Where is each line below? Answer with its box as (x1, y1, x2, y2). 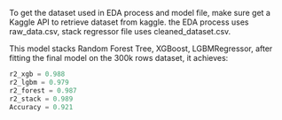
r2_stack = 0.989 (9, 94, 74, 103)
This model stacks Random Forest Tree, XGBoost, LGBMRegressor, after (9, 43, 273, 54)
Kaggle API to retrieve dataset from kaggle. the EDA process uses (9, 17, 249, 27)
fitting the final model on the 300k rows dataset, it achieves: (9, 53, 229, 63)
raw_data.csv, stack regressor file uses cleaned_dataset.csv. (9, 26, 231, 36)
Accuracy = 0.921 (9, 102, 74, 111)
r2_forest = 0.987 (9, 86, 77, 95)
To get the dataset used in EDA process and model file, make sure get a (9, 8, 270, 18)
